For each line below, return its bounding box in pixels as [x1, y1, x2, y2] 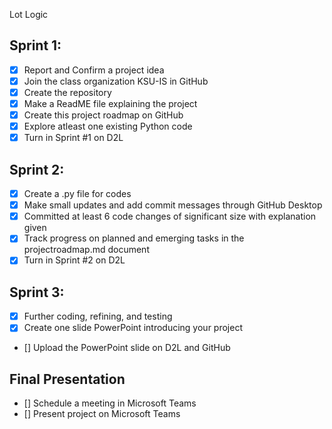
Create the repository [23, 86, 112, 98]
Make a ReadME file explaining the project [23, 98, 198, 109]
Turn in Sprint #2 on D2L [23, 254, 126, 266]
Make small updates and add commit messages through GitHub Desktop [23, 199, 323, 211]
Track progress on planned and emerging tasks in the [23, 232, 245, 244]
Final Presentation [9, 370, 126, 388]
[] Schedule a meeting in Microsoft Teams [23, 397, 197, 409]
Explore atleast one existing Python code [23, 120, 193, 133]
